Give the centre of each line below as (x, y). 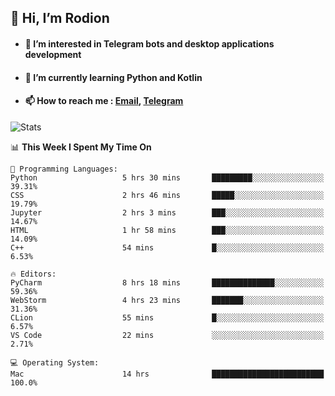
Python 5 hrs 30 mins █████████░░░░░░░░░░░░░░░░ (167, 177)
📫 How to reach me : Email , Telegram (104, 101)
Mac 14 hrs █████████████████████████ (167, 374)
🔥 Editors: (33, 274)
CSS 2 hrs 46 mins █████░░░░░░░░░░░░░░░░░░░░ (167, 195)
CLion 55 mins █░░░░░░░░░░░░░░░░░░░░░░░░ (167, 317)
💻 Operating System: (55, 362)
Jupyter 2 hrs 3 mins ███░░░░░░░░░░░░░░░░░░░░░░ (167, 212)
